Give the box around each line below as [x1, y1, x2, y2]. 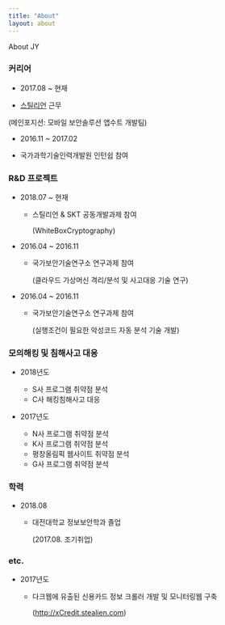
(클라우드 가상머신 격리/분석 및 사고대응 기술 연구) [31, 276, 189, 285]
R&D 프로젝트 [8, 172, 58, 184]
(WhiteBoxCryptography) [31, 226, 115, 235]
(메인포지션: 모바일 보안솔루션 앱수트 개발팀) [8, 117, 148, 127]
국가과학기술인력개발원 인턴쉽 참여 [19, 150, 129, 160]
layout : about [8, 19, 56, 27]
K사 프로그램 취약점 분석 [31, 439, 109, 449]
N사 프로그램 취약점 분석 [31, 429, 109, 439]
